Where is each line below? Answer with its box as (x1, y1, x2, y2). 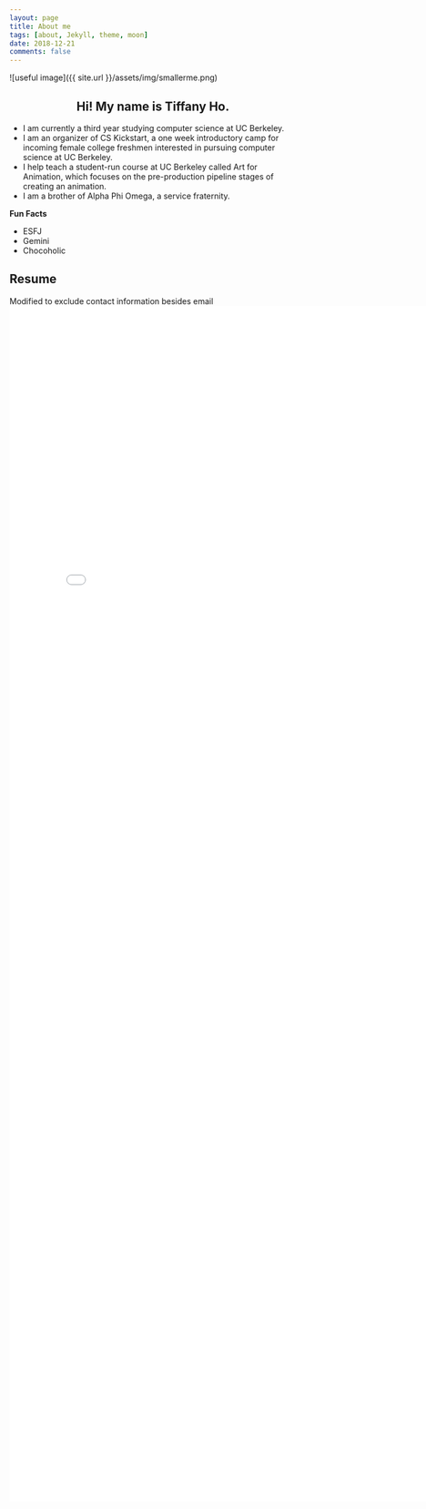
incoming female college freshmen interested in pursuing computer (22, 142, 276, 153)
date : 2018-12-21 (9, 38, 76, 48)
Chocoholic (22, 245, 66, 256)
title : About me (9, 22, 71, 31)
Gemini (22, 235, 50, 246)
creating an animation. (22, 180, 107, 191)
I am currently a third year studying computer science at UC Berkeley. (22, 122, 285, 133)
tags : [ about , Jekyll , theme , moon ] (9, 30, 148, 39)
